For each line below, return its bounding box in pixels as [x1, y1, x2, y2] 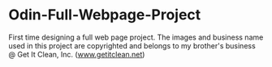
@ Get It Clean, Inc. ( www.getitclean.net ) [8, 49, 145, 59]
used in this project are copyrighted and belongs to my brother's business [8, 40, 256, 50]
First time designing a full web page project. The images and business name [8, 32, 264, 42]
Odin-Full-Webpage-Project [8, 6, 201, 24]
